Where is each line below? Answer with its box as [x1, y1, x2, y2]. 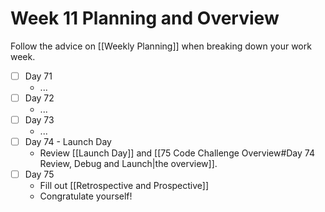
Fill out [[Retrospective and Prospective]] [39, 180, 210, 192]
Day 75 [24, 168, 55, 181]
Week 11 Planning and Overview [10, 7, 280, 30]
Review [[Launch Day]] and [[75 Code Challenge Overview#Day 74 [39, 147, 315, 159]
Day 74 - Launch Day [24, 136, 112, 148]
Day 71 [24, 70, 53, 82]
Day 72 [24, 92, 55, 104]
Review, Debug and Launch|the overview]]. [39, 158, 218, 170]
